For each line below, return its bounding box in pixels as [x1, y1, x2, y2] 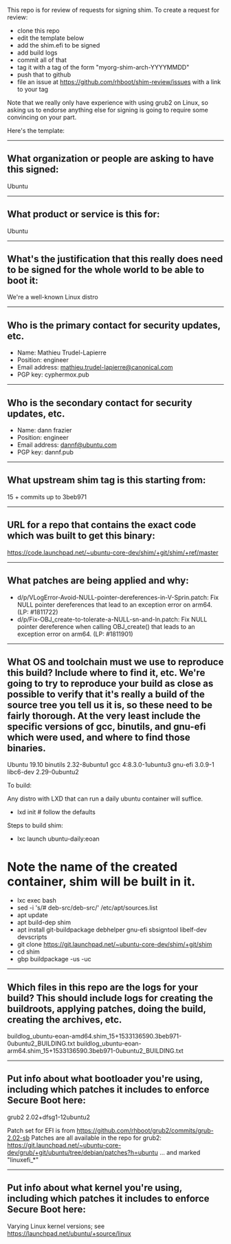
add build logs [16, 48, 58, 57]
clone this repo [16, 27, 60, 34]
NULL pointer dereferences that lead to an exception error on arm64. [16, 600, 213, 609]
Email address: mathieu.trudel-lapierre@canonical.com [16, 363, 173, 372]
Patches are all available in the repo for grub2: [30, 1134, 162, 1142]
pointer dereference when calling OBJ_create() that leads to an [16, 622, 195, 630]
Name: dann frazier [16, 426, 72, 434]
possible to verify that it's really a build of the [7, 688, 205, 700]
